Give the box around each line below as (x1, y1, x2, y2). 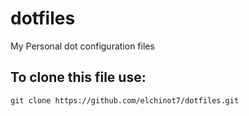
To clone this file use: (10, 69, 147, 86)
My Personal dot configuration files (10, 40, 155, 52)
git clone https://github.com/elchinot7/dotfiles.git (10, 95, 240, 106)
